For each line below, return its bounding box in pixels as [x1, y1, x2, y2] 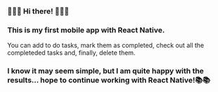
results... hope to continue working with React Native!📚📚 [7, 75, 211, 85]
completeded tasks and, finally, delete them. [7, 48, 136, 57]
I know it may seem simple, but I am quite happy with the [7, 66, 204, 76]
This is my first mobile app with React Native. [7, 25, 165, 34]
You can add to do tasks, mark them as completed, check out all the [7, 41, 205, 50]
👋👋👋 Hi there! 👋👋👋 [7, 6, 70, 16]
